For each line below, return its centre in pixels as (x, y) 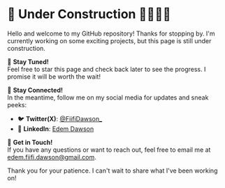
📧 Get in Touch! (30, 142)
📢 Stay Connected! (35, 90)
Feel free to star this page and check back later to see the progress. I (107, 69)
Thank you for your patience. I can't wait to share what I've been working (112, 171)
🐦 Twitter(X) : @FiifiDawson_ (60, 118)
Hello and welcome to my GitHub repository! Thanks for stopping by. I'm (111, 33)
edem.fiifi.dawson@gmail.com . (52, 157)
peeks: (17, 104)
